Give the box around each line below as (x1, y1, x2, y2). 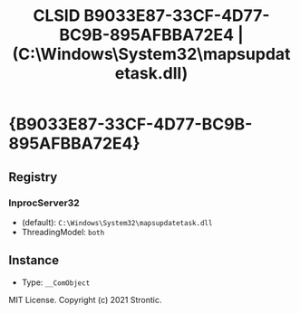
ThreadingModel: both (21, 226, 105, 237)
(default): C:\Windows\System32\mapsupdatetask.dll (21, 216, 213, 227)
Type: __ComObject (21, 277, 91, 288)
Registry (8, 169, 58, 185)
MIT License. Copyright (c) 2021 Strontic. (8, 294, 162, 305)
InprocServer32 (8, 196, 81, 209)
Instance (8, 252, 60, 268)
